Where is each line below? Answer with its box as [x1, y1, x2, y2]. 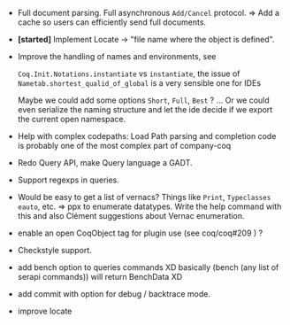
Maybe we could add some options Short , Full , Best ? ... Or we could [17, 95, 270, 105]
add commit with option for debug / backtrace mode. [17, 289, 210, 299]
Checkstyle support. [17, 245, 93, 255]
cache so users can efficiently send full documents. [17, 17, 206, 27]
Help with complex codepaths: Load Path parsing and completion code [17, 131, 277, 141]
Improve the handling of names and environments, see [17, 51, 217, 61]
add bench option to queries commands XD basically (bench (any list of [17, 262, 279, 273]
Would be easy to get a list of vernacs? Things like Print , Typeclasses [17, 192, 271, 202]
